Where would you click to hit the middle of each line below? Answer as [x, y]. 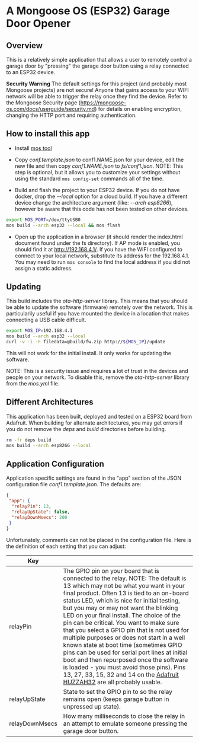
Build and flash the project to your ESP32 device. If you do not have [97, 190]
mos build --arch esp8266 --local [49, 445]
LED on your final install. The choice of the [122, 615]
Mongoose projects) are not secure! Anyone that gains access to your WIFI [98, 90]
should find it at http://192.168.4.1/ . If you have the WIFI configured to [98, 249]
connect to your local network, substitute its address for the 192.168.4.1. [102, 256]
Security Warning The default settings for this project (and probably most [97, 84]
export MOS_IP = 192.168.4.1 [39, 331]
